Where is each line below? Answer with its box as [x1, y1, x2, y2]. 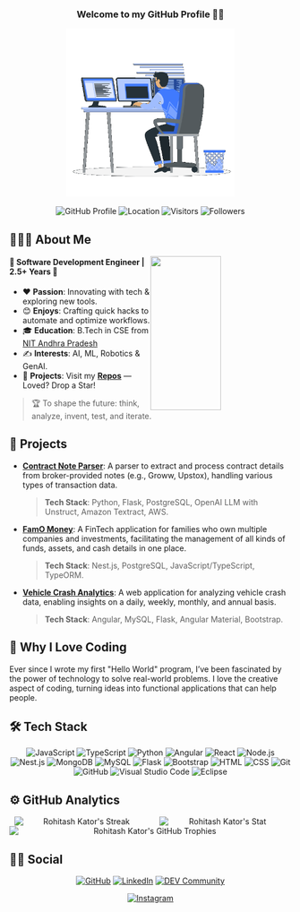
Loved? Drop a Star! [21, 380, 96, 391]
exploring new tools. [21, 296, 98, 306]
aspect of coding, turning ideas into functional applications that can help [9, 683, 278, 693]
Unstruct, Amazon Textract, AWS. [44, 506, 168, 517]
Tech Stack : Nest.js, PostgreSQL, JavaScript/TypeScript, [44, 560, 255, 571]
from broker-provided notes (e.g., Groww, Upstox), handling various [21, 469, 273, 480]
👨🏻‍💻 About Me [9, 232, 91, 247]
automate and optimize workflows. [21, 314, 150, 325]
